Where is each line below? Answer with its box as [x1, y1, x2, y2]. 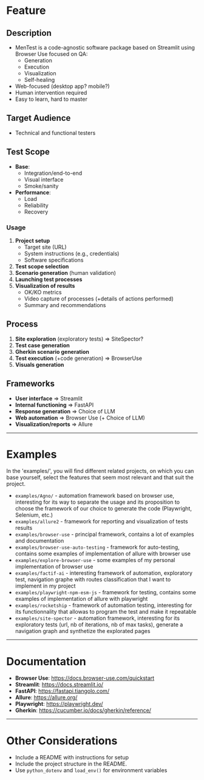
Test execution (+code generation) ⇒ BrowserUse [15, 354, 143, 362]
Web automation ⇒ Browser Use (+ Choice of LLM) [15, 414, 146, 421]
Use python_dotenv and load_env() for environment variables [15, 767, 168, 774]
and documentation [15, 537, 64, 544]
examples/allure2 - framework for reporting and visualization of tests [15, 518, 188, 525]
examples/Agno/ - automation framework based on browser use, [15, 492, 175, 500]
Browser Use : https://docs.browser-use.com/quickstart [15, 674, 155, 682]
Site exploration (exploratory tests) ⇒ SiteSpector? [15, 335, 144, 342]
